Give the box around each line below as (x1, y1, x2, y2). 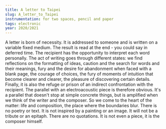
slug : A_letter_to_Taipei (5, 12, 58, 17)
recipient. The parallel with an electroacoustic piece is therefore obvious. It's (5, 87, 161, 93)
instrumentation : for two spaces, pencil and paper (5, 16, 114, 21)
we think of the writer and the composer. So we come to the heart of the (5, 97, 152, 103)
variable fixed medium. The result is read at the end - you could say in (5, 45, 148, 51)
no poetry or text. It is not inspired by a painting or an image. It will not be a (5, 108, 158, 114)
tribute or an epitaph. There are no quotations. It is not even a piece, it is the (5, 113, 160, 119)
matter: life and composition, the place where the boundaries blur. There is (5, 103, 157, 109)
